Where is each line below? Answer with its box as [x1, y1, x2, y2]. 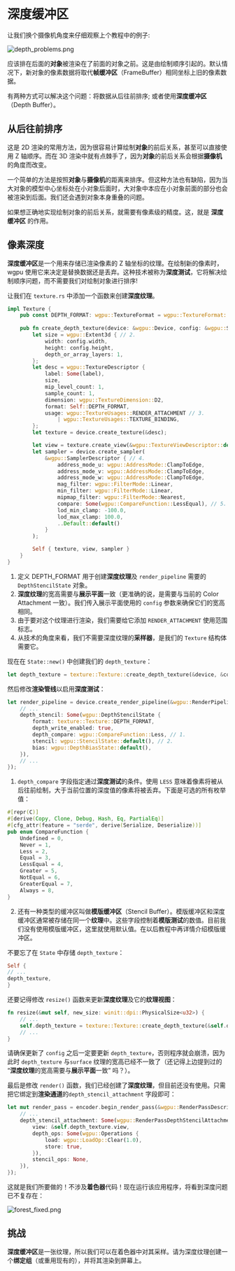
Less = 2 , [20, 848, 49, 855]
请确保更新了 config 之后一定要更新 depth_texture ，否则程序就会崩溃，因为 [7, 1049, 225, 1057]
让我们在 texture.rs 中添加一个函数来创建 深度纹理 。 [7, 291, 159, 300]
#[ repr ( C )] [7, 809, 39, 816]
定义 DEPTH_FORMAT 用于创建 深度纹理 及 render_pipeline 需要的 [17, 572, 206, 580]
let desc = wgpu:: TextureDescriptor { [32, 364, 145, 371]
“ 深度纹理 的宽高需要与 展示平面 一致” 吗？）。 [7, 1066, 134, 1075]
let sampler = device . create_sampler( [32, 448, 145, 455]
